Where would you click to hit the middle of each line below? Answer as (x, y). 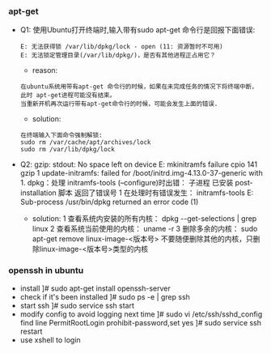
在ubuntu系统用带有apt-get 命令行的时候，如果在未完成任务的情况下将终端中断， (139, 87)
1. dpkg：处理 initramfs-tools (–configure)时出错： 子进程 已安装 (127, 183)
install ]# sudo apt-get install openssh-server (95, 288)
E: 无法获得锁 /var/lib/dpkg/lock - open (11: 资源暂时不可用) (122, 47)
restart (31, 331)
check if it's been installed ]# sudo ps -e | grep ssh (105, 296)
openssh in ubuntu (46, 270)
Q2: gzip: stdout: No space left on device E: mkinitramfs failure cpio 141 (139, 164)
